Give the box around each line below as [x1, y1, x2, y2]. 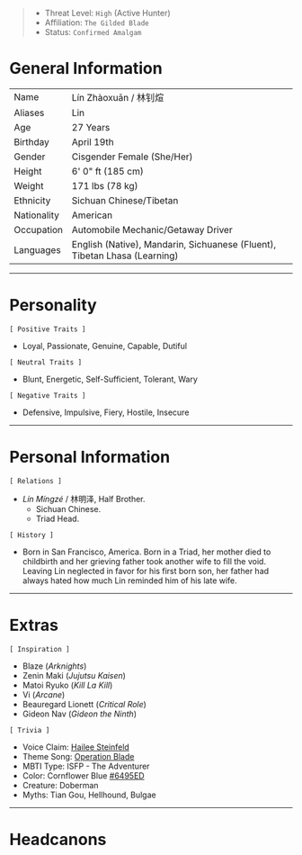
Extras [9, 616, 58, 635]
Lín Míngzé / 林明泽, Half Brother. [22, 493, 146, 504]
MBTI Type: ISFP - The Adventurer [22, 760, 150, 771]
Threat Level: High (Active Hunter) [44, 8, 171, 18]
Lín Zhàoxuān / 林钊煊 [71, 91, 164, 103]
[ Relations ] [9, 476, 63, 485]
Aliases [13, 106, 45, 119]
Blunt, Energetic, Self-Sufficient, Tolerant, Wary [22, 373, 198, 384]
